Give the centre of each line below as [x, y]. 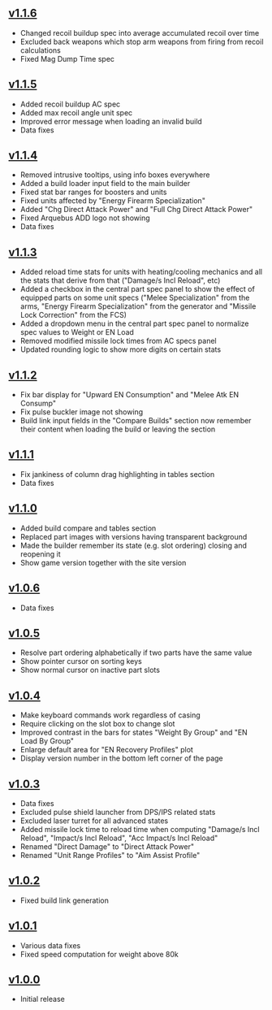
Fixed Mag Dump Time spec [67, 59]
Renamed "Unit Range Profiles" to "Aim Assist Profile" [110, 855]
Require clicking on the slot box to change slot [97, 724]
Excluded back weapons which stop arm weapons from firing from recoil [142, 41]
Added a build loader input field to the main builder [105, 184]
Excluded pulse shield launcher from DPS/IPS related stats [118, 812]
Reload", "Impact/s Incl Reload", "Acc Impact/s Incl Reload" [119, 838]
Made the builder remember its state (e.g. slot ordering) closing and [134, 545]
